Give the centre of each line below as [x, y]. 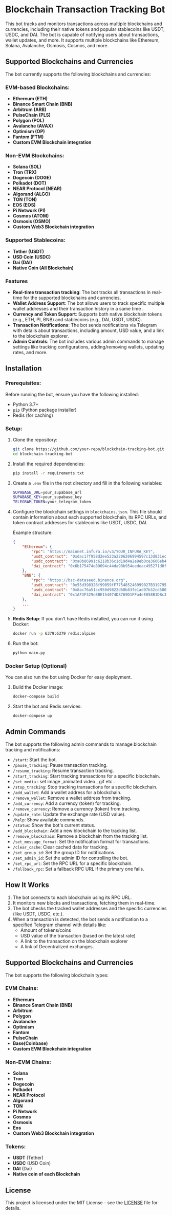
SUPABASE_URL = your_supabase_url [47, 492]
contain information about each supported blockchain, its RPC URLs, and [90, 517]
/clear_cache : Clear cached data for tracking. [61, 847]
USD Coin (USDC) [32, 257]
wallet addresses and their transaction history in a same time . [78, 308]
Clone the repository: [35, 439]
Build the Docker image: [38, 687]
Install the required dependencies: [49, 464]
